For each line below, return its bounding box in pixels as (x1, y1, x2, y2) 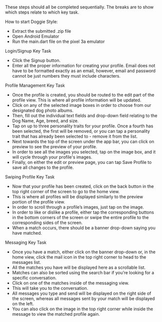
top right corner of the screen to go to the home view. (12, 189, 120, 194)
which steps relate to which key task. (5, 9, 79, 15)
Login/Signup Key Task (5, 48, 52, 54)
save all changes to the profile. (12, 164, 74, 170)
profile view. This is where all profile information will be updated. (12, 97, 142, 103)
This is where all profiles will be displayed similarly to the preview (12, 194, 144, 200)
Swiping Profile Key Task (5, 174, 55, 180)
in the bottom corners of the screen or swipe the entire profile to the (12, 215, 149, 220)
